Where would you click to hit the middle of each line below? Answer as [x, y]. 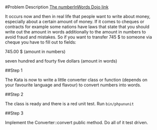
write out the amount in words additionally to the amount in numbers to [76, 32]
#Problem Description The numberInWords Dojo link [57, 7]
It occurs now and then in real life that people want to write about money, [78, 16]
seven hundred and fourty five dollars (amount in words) [61, 61]
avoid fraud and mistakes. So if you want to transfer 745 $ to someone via [78, 37]
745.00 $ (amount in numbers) [35, 51]
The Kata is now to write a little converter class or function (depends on [76, 80]
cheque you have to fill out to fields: [41, 42]
